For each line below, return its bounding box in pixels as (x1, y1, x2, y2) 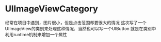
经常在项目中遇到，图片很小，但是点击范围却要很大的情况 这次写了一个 (5, 20, 146, 25)
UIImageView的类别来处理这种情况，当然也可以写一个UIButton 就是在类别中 (5, 25, 156, 31)
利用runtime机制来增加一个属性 (5, 31, 67, 37)
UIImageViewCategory (5, 3, 98, 14)
